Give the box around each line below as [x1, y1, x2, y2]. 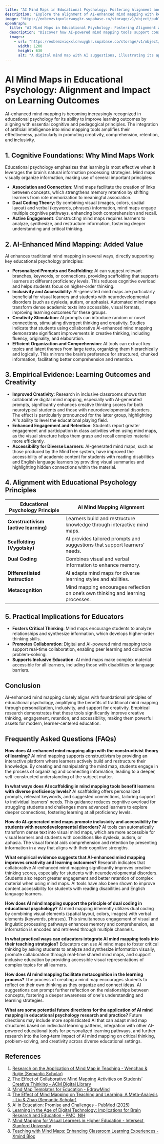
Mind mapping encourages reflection [65, 584, 150, 590]
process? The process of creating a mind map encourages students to [5, 977, 147, 982]
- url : [14, 39, 27, 44]
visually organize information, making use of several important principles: [5, 175, 153, 180]
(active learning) [7, 524, 47, 531]
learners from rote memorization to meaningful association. [12, 195, 132, 201]
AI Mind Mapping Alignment [78, 504, 145, 510]
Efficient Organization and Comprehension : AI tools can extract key [12, 340, 151, 346]
